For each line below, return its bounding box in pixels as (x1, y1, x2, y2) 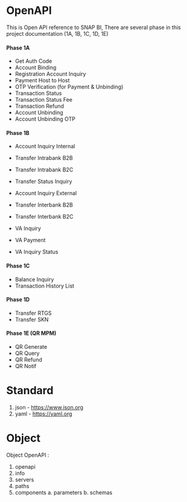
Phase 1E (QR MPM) (6, 329, 57, 337)
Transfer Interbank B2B (14, 201, 74, 209)
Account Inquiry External (14, 190, 77, 197)
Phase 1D (6, 296, 30, 303)
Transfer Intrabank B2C (14, 166, 74, 173)
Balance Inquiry (14, 276, 54, 283)
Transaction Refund (14, 102, 65, 110)
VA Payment (14, 237, 46, 244)
